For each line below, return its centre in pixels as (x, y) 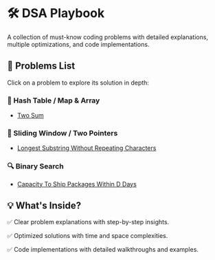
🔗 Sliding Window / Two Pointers (63, 133)
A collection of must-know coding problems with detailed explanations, (107, 37)
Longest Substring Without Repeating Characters (87, 148)
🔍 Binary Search (35, 166)
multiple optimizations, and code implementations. (78, 44)
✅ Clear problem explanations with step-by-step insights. (88, 222)
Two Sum (31, 116)
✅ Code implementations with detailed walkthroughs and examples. (103, 250)
